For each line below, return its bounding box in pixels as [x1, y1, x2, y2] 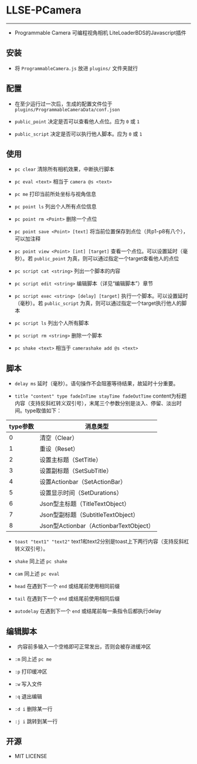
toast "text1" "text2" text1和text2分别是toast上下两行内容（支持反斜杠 [14, 538, 189, 545]
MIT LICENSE [14, 752, 47, 759]
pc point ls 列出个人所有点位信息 [14, 203, 97, 210]
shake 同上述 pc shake [14, 558, 67, 565]
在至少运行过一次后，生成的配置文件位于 [14, 100, 113, 107]
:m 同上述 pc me [14, 656, 52, 663]
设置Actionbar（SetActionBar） [39, 478, 127, 486]
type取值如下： [25, 407, 62, 414]
